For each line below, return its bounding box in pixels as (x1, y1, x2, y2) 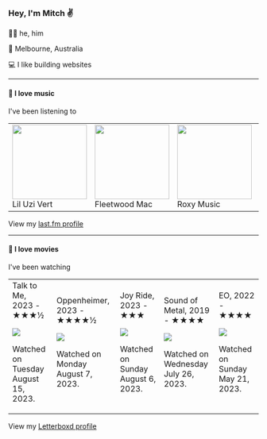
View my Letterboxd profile (8, 421, 97, 431)
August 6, (119, 373, 157, 384)
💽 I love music (8, 88, 56, 98)
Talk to (12, 279, 37, 291)
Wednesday (164, 358, 208, 369)
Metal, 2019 (164, 305, 211, 316)
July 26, (164, 368, 195, 379)
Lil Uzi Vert (12, 198, 53, 210)
